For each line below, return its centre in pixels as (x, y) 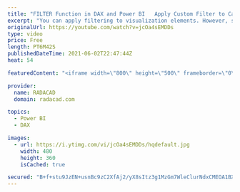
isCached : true (43, 164)
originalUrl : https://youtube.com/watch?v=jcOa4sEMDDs (91, 27)
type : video (25, 34)
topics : (19, 112)
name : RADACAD (35, 92)
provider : (22, 86)
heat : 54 (20, 60)
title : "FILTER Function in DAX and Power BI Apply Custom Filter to (116, 14)
